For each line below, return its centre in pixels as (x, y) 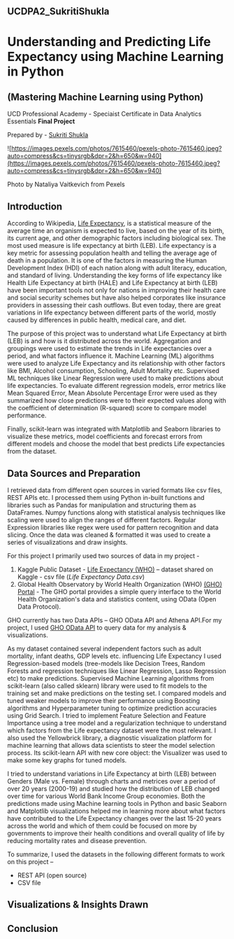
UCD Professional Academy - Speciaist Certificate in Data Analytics (104, 114)
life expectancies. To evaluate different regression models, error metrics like (117, 386)
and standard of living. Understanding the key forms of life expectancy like (115, 275)
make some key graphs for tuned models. (67, 760)
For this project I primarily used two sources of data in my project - (103, 556)
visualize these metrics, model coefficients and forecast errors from (105, 436)
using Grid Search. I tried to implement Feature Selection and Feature (107, 716)
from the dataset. (32, 452)
